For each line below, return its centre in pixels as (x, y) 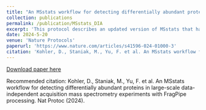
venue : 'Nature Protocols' (41, 40)
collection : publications (39, 18)
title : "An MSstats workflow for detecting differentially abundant (96, 12)
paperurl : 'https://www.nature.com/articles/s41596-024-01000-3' (91, 46)
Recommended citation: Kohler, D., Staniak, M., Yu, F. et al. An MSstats (96, 81)
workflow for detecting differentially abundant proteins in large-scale (93, 87)
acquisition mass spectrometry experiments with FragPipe (113, 94)
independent (22, 94)
